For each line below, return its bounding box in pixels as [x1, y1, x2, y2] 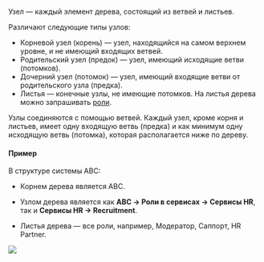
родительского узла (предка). [19, 80, 123, 90]
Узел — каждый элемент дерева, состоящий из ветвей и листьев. [8, 7, 234, 16]
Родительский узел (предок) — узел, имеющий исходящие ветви [19, 55, 245, 64]
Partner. [19, 230, 47, 240]
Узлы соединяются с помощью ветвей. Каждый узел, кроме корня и [8, 113, 244, 123]
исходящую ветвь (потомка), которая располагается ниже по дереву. [8, 130, 249, 139]
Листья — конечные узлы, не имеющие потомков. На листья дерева [19, 89, 257, 99]
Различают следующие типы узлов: [8, 22, 131, 31]
